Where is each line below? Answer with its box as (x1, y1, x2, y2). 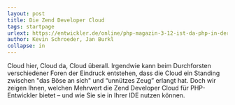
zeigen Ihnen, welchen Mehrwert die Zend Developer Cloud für (7, 84, 189, 92)
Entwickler (7, 91, 38, 99)
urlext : (7, 29, 30, 37)
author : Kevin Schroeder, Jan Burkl (7, 36, 114, 43)
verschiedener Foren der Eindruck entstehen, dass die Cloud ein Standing (7, 69, 220, 77)
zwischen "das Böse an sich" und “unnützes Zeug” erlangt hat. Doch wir (7, 76, 216, 84)
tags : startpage (7, 23, 55, 30)
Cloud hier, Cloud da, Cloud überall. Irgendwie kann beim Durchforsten (7, 62, 211, 70)
